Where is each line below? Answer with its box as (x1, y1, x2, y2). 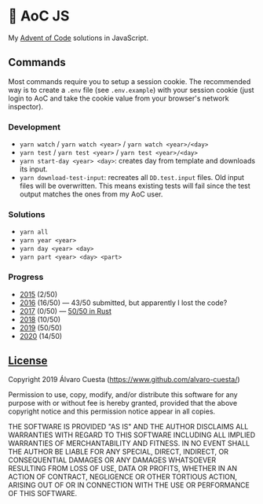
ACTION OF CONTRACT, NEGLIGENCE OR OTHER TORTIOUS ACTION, (8, 472, 238, 482)
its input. (19, 164, 49, 174)
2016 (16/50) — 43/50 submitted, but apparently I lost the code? (19, 298, 228, 307)
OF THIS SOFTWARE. (8, 489, 78, 498)
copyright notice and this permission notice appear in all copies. (8, 407, 216, 416)
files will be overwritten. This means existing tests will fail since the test (19, 181, 251, 191)
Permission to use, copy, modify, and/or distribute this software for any (8, 390, 238, 399)
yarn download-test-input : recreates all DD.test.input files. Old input (19, 173, 245, 182)
